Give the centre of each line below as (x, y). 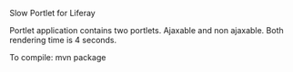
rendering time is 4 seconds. (63, 40)
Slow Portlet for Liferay (52, 13)
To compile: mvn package (58, 57)
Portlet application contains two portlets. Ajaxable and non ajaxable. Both (146, 30)
